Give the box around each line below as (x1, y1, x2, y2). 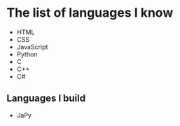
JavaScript (16, 42, 48, 51)
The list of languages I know (6, 5, 174, 21)
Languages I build (6, 93, 85, 104)
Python (16, 50, 38, 58)
